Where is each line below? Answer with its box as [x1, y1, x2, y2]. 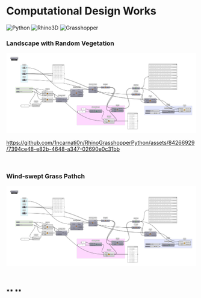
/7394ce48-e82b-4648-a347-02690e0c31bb [6, 145, 120, 153]
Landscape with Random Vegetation [6, 39, 114, 47]
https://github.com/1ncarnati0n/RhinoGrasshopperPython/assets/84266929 [6, 139, 195, 147]
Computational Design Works [6, 4, 156, 18]
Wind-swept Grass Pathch [6, 172, 85, 181]
